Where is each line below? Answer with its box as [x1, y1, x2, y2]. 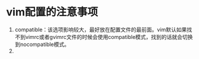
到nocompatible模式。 [14, 41, 70, 48]
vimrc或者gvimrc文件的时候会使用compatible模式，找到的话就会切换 [25, 33, 193, 40]
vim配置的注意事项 [6, 5, 98, 19]
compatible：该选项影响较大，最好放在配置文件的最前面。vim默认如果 [14, 26, 187, 33]
